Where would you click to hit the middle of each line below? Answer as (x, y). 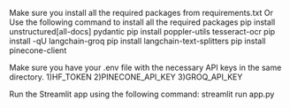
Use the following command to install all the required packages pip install (142, 22)
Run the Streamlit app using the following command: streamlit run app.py (142, 94)
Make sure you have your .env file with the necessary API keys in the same (145, 67)
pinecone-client (38, 50)
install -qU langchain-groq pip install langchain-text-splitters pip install (137, 41)
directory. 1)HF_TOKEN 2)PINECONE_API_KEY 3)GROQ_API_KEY (126, 77)
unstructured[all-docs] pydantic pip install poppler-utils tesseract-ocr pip (142, 31)
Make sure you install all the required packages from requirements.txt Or (141, 13)
